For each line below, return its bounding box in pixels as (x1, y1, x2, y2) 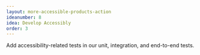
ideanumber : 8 (6, 14, 42, 20)
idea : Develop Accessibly (6, 20, 71, 26)
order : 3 (6, 25, 28, 32)
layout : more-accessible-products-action (6, 8, 112, 15)
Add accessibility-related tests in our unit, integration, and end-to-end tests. (6, 42, 195, 49)
